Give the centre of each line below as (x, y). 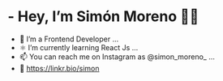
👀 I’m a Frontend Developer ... (69, 39)
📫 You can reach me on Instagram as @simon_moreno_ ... (117, 57)
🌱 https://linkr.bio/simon (59, 68)
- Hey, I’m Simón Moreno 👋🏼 (103, 17)
